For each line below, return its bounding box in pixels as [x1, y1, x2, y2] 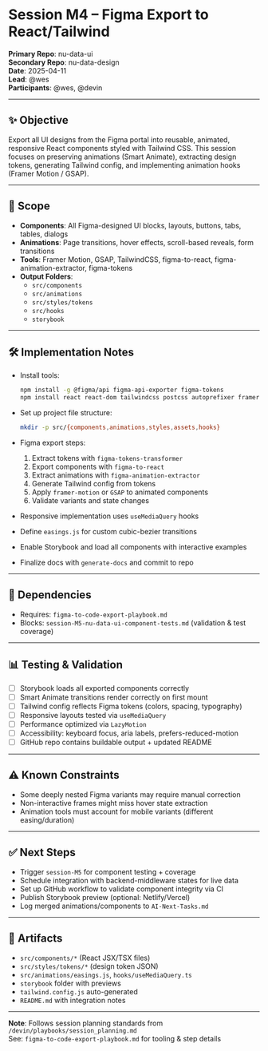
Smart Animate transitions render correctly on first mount [19, 692, 209, 702]
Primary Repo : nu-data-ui [8, 49, 93, 58]
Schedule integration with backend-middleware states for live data [19, 875, 239, 885]
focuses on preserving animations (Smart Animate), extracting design [8, 152, 237, 161]
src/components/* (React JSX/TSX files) [19, 953, 151, 962]
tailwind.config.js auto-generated [19, 986, 138, 996]
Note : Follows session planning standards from [8, 1018, 164, 1028]
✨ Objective [8, 113, 69, 127]
